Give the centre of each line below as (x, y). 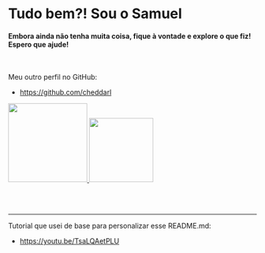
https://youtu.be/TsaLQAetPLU (69, 241)
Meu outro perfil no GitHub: (53, 77)
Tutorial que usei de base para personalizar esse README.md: (110, 226)
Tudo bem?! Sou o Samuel (95, 14)
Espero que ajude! (39, 44)
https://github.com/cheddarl (65, 92)
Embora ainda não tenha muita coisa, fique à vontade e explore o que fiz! (130, 35)
